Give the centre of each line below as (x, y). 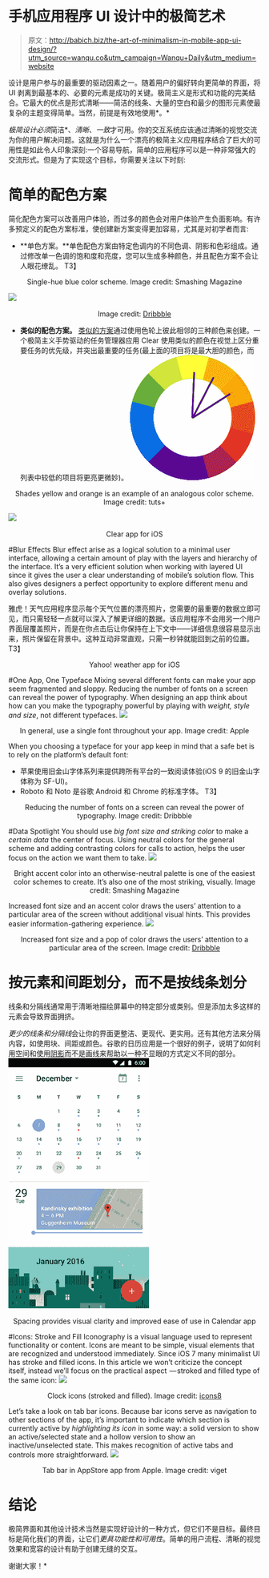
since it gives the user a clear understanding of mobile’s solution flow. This (131, 575)
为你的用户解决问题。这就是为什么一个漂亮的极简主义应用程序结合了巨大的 (131, 139)
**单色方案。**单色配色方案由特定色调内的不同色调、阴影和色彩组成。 (136, 246)
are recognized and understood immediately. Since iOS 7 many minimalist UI (134, 1353)
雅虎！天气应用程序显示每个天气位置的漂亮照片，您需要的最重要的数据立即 (131, 608)
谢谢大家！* (28, 1565)
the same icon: (33, 1380)
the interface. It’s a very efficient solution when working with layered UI (126, 566)
